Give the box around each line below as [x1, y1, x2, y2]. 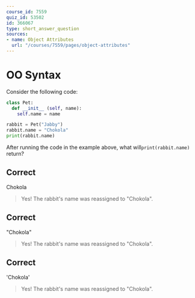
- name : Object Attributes [6, 37, 74, 43]
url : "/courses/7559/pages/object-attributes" [11, 43, 131, 49]
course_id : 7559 [6, 8, 47, 15]
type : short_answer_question [6, 25, 79, 32]
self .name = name [17, 111, 61, 117]
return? [6, 150, 24, 157]
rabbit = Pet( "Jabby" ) [6, 121, 63, 128]
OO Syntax [6, 68, 61, 82]
